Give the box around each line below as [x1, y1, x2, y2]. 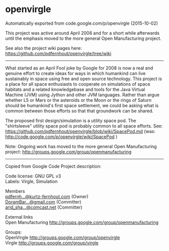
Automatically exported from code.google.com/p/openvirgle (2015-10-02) [5, 20, 158, 26]
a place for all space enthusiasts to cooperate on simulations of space [5, 81, 150, 87]
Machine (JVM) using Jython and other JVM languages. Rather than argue [5, 92, 160, 98]
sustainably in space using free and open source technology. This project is [5, 76, 162, 82]
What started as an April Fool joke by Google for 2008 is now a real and [5, 65, 153, 71]
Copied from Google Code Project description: [5, 163, 102, 169]
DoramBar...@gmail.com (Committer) [5, 199, 81, 205]
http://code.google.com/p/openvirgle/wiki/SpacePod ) [5, 134, 118, 140]
